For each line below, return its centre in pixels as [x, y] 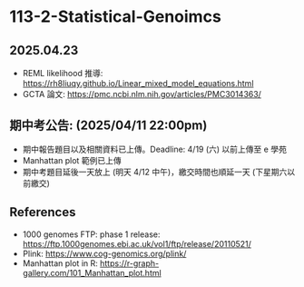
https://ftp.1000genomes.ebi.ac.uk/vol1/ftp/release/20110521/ [137, 243]
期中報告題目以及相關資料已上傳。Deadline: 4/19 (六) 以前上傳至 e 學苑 [155, 149]
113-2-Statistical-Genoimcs [116, 17]
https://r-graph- [129, 263]
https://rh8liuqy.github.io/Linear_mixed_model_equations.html [138, 83]
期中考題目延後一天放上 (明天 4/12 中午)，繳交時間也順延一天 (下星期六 [155, 172]
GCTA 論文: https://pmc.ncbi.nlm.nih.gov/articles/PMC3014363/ [142, 94]
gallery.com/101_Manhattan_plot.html [92, 272]
